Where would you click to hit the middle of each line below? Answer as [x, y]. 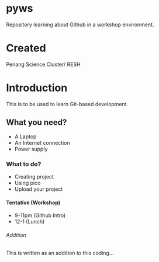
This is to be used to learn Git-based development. [67, 104]
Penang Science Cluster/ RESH [43, 64]
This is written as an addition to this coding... [60, 253]
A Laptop [25, 137]
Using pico [27, 183]
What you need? [37, 122]
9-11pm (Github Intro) [40, 215]
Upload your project [39, 189]
